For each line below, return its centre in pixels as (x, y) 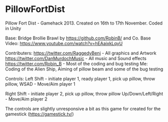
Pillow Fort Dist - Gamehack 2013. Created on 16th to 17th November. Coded (84, 23)
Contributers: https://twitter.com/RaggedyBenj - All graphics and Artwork (81, 53)
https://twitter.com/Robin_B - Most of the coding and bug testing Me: (76, 63)
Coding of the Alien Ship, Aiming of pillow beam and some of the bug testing (84, 69)
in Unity (13, 28)
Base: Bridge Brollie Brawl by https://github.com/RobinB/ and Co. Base (78, 38)
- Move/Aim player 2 (26, 99)
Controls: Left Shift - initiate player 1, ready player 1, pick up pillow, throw (80, 78)
